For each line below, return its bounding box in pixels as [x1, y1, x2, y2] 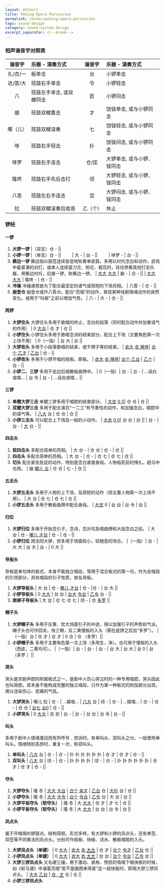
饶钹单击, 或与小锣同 [106, 106, 153, 113]
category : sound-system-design [5, 26, 69, 30]
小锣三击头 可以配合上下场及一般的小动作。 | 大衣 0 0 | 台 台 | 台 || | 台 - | [12, 417, 159, 423]
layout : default [5, 7, 38, 12]
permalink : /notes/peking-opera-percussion [5, 16, 96, 21]
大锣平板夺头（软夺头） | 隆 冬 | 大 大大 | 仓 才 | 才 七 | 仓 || [12, 800, 131, 806]
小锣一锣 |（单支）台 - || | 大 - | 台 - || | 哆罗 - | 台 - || [12, 252, 139, 258]
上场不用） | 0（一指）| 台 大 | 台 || [12, 338, 82, 344]
